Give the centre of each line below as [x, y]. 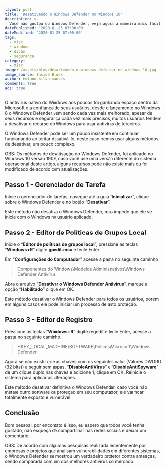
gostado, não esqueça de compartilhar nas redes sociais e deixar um [76, 430]
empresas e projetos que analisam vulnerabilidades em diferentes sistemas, [83, 451]
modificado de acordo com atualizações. [47, 169]
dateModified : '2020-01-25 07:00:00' [44, 33]
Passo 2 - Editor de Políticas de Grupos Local [76, 232]
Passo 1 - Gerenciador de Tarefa [55, 185]
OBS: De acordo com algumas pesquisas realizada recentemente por [76, 445]
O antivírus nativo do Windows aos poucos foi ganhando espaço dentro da [81, 102]
